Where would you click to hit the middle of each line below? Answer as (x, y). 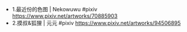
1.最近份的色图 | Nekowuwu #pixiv (55, 9)
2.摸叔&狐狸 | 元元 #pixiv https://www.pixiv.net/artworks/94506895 (96, 23)
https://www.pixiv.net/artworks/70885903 (65, 16)
